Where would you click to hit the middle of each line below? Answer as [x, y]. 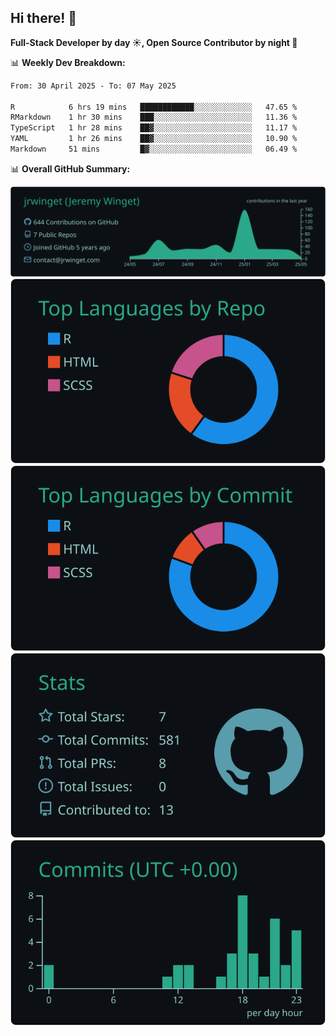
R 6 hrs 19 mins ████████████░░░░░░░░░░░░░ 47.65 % [154, 107]
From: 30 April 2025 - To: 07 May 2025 [93, 86]
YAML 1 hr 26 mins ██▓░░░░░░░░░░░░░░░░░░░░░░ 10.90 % [154, 139]
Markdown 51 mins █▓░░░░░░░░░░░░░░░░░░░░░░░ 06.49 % [154, 149]
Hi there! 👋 [44, 18]
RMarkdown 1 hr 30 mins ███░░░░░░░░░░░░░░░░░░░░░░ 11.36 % [154, 117]
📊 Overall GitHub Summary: [70, 168]
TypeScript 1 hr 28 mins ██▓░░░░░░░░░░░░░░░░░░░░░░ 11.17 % [154, 128]
